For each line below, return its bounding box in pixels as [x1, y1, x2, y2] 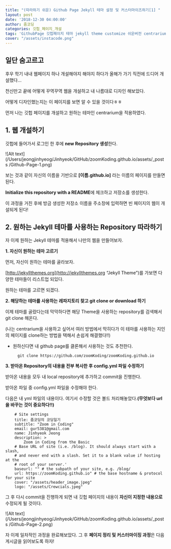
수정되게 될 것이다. [5, 501, 42, 507]
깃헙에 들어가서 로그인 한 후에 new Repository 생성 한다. [5, 140, 118, 146]
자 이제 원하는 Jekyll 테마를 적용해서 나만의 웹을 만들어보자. [5, 237, 124, 243]
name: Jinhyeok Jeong [14, 431, 60, 436]
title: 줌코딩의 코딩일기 [14, 417, 61, 422]
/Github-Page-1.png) [9, 161, 52, 167]
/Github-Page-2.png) [9, 521, 53, 528]
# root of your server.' [14, 462, 67, 467]
